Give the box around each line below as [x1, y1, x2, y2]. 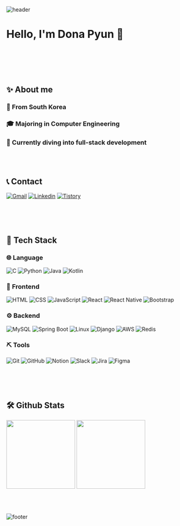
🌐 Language [6, 253, 44, 262]
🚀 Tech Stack [6, 235, 57, 245]
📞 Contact [6, 176, 43, 187]
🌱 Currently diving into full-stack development [6, 139, 147, 147]
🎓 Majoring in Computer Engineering [6, 120, 120, 128]
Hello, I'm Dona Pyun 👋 [6, 27, 124, 41]
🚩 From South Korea [6, 103, 67, 112]
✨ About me [6, 85, 53, 95]
